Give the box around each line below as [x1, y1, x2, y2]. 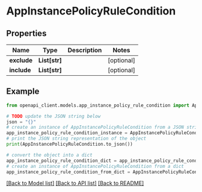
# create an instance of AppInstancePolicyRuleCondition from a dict [6, 163, 185, 169]
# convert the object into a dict [6, 152, 93, 158]
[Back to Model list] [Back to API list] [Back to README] [6, 179, 144, 187]
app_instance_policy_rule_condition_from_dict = [6, 169, 130, 175]
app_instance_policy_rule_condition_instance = [6, 130, 128, 136]
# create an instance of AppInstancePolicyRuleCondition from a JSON [6, 125, 185, 131]
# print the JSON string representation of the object [6, 135, 147, 142]
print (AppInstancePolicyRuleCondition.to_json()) [6, 141, 133, 147]
